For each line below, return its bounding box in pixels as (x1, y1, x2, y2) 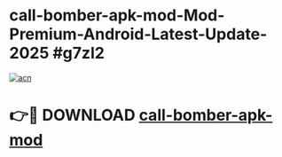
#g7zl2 (52, 43, 105, 63)
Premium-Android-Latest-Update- (9, 24, 268, 44)
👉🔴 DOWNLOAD (9, 106, 136, 125)
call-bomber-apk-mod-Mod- (9, 5, 225, 26)
